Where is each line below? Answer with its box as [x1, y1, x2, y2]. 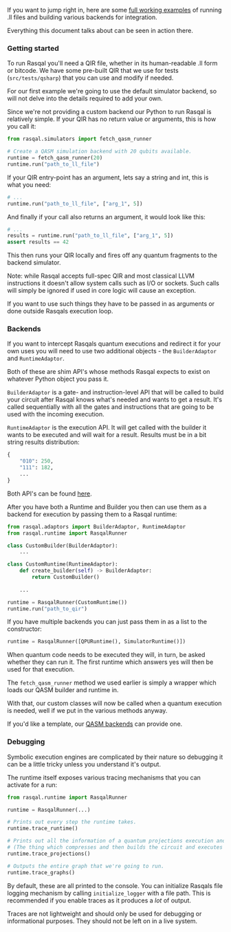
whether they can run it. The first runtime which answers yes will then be [7, 658, 214, 666]
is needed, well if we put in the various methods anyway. [7, 707, 168, 715]
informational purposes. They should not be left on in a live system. [7, 917, 198, 925]
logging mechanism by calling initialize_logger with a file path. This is [7, 889, 211, 897]
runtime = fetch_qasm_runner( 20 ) [7, 155, 103, 162]
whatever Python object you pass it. [7, 375, 109, 384]
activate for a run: [7, 780, 58, 789]
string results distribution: [7, 438, 80, 446]
